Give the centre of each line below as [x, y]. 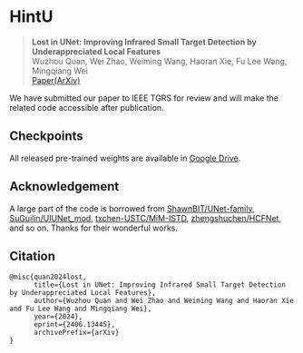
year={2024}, [58, 317]
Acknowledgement [64, 186]
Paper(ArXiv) [56, 80]
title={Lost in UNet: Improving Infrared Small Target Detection [159, 285]
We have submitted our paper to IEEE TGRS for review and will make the [144, 98]
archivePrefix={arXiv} [76, 333]
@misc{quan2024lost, [49, 277]
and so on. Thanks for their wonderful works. [94, 228]
